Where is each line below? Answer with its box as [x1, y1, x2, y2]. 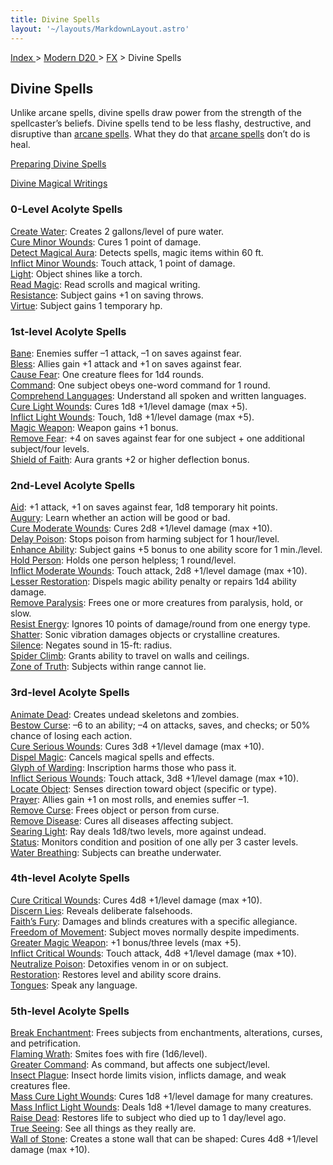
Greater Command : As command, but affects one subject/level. [10, 1059, 271, 1071]
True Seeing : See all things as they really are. [10, 1122, 197, 1135]
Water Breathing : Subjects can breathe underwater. [10, 846, 222, 858]
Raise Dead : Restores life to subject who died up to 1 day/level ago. [10, 1112, 287, 1124]
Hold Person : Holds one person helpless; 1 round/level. [10, 554, 237, 566]
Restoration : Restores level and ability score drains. [10, 968, 222, 980]
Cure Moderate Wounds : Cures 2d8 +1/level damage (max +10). [10, 522, 273, 535]
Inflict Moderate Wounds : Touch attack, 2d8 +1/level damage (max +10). [10, 565, 308, 577]
